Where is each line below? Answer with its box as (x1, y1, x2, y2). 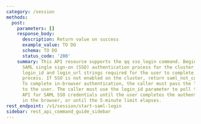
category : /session (6, 8, 55, 15)
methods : (6, 14, 28, 20)
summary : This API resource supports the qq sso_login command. (17, 58, 181, 64)
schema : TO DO (22, 48, 58, 54)
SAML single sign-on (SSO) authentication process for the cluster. (22, 64, 197, 70)
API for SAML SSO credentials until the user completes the (22, 92, 175, 98)
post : (11, 20, 26, 26)
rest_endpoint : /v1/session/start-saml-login (6, 103, 121, 109)
